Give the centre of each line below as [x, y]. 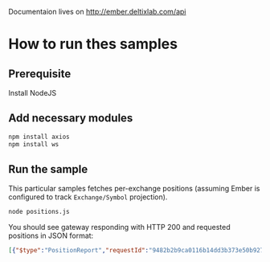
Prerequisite [40, 74]
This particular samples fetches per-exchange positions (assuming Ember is [134, 189]
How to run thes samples [93, 44]
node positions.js [39, 212]
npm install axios [39, 137]
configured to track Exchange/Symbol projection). [88, 197]
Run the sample [48, 169]
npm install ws [34, 144]
